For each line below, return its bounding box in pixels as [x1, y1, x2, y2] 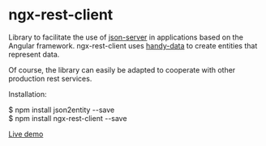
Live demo [8, 129, 44, 139]
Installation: [8, 89, 47, 98]
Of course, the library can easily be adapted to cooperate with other [8, 65, 236, 74]
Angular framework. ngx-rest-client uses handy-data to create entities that [8, 40, 258, 50]
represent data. [8, 49, 60, 59]
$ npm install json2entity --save [8, 105, 115, 115]
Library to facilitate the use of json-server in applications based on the [8, 32, 243, 42]
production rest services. [8, 73, 92, 83]
